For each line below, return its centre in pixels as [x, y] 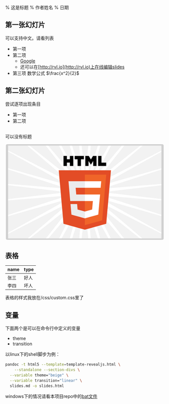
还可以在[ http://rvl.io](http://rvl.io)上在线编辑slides [72, 67]
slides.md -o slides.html [37, 386]
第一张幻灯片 [25, 25]
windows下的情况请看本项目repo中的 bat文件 [51, 396]
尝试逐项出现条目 [23, 104]
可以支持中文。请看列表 [30, 38]
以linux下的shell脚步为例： [33, 354]
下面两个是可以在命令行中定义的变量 [43, 329]
